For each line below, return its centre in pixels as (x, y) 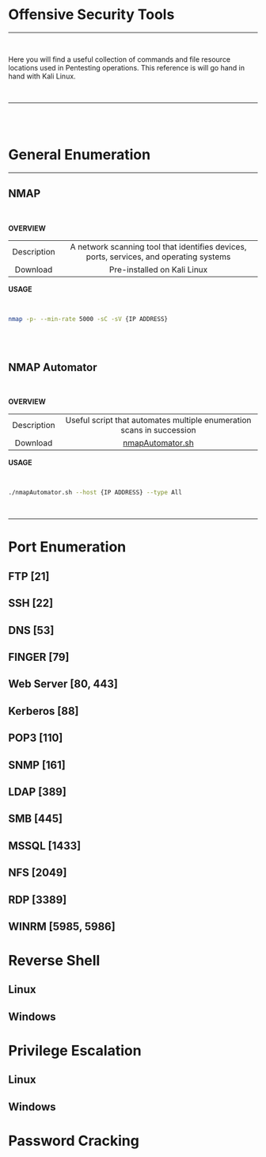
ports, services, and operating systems (158, 257)
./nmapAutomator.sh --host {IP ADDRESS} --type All (95, 493)
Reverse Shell (54, 961)
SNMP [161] (37, 765)
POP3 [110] (36, 738)
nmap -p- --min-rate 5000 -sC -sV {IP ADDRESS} (88, 319)
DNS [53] (31, 630)
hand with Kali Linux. (42, 76)
